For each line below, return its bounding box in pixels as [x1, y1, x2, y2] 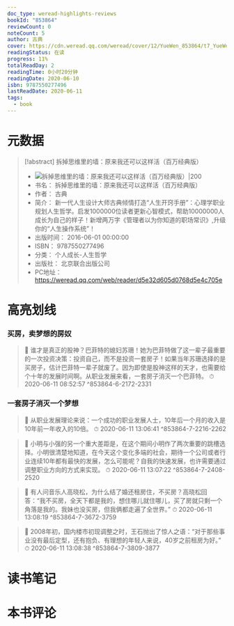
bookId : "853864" [7, 17, 58, 24]
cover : [7, 42, 26, 49]
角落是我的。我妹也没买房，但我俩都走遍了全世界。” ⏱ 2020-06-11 [24, 505, 212, 513]
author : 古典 [7, 36, 43, 43]
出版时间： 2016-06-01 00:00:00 [34, 233, 130, 241]
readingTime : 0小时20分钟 [7, 68, 79, 75]
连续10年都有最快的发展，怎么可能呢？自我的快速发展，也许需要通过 [30, 457, 226, 465]
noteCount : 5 [7, 29, 45, 37]
